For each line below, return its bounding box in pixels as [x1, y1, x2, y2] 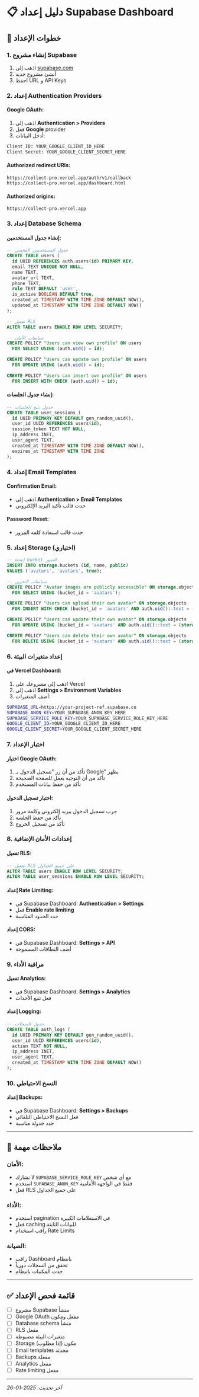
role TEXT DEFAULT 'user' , [12, 286, 79, 292]
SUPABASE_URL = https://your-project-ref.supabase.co [6, 704, 136, 710]
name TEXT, [12, 269, 39, 275]
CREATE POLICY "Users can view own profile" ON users [6, 340, 142, 346]
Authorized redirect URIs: [6, 162, 70, 169]
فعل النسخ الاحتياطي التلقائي [15, 1113, 79, 1121]
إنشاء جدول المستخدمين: [6, 234, 61, 241]
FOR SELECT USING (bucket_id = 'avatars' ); [12, 590, 120, 596]
